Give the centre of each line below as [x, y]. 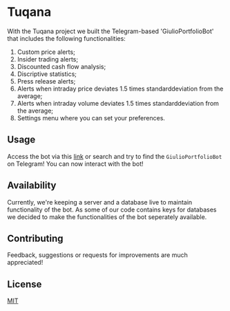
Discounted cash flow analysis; [61, 66]
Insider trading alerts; [47, 59]
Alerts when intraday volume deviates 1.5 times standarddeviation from [118, 103]
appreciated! [25, 263]
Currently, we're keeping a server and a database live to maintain [100, 202]
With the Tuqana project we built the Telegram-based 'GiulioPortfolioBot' [111, 31]
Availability [32, 186]
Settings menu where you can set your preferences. [91, 117]
